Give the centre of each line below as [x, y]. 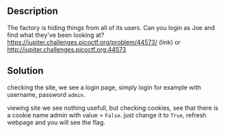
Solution [25, 71]
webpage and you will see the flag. [56, 122]
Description [32, 11]
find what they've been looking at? [56, 35]
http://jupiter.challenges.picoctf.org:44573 [67, 49]
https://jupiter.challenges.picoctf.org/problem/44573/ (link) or [94, 42]
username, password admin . [46, 94]
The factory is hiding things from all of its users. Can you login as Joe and [111, 27]
